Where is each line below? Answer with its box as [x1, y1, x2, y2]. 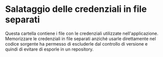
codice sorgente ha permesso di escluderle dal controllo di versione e [5, 41, 148, 47]
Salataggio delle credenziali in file [5, 3, 147, 15]
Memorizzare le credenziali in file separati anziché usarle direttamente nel [5, 36, 156, 42]
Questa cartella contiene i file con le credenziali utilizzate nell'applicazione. [5, 30, 159, 36]
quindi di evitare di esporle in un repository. [5, 46, 94, 52]
